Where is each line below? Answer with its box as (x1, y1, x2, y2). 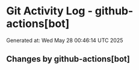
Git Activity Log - (6, 4, 93, 18)
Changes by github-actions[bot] (6, 54, 131, 64)
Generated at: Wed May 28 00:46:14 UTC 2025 (6, 36, 123, 44)
